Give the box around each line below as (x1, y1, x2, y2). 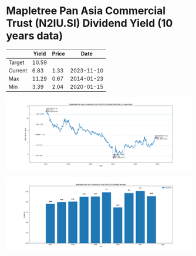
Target (8, 59, 25, 66)
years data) (6, 29, 63, 42)
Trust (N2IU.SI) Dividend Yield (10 (6, 16, 173, 30)
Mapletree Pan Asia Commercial (6, 4, 166, 18)
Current (8, 67, 28, 74)
